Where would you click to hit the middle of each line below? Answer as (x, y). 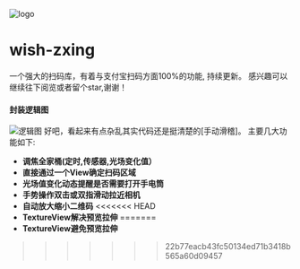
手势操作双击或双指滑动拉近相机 (81, 195)
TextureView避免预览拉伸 (70, 229)
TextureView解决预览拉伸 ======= (89, 217)
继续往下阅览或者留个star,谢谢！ (69, 87)
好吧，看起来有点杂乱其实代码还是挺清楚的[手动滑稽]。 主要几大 (162, 131)
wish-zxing (52, 50)
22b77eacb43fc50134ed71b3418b (228, 247)
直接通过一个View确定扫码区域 (79, 173)
